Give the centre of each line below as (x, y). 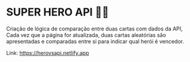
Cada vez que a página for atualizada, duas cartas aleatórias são (86, 35)
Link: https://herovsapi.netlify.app (48, 52)
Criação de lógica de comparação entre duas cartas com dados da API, (94, 29)
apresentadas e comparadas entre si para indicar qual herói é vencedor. (95, 41)
